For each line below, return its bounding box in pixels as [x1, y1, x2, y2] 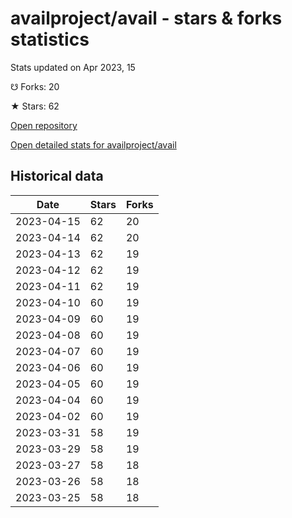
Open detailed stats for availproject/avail [10, 138, 177, 151]
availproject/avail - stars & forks [10, 7, 283, 30]
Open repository [10, 119, 78, 131]
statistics [10, 28, 90, 51]
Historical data [10, 168, 104, 185]
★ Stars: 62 [10, 100, 60, 112]
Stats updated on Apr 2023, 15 [10, 61, 136, 73]
